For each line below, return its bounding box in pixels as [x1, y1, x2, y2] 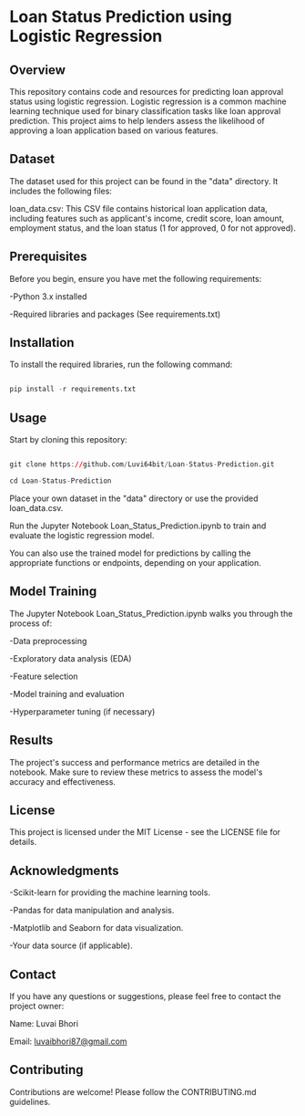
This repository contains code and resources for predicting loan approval [9, 87, 284, 97]
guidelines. [9, 1096, 51, 1107]
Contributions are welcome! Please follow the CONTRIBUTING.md [9, 1086, 257, 1097]
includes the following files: [9, 185, 112, 196]
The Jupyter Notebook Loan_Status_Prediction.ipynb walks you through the [9, 608, 293, 619]
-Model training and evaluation [9, 688, 125, 699]
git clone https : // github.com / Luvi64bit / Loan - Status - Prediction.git [9, 460, 275, 469]
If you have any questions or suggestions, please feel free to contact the [9, 990, 281, 1001]
